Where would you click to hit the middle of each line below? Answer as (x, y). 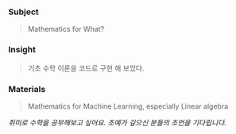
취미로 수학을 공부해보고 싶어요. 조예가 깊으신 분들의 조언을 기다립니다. (117, 122)
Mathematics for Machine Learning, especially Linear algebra (128, 106)
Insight (22, 50)
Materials (27, 89)
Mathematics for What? (66, 29)
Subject (24, 12)
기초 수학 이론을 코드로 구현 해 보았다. (86, 68)
